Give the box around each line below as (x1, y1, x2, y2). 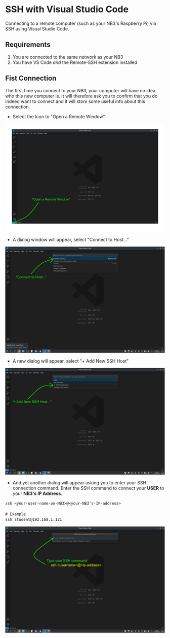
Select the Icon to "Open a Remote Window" (12, 113, 105, 120)
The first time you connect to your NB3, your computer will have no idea (5, 87, 156, 93)
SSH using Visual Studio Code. (5, 25, 69, 31)
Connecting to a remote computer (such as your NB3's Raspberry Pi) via (5, 20, 156, 26)
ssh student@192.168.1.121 (5, 517, 62, 522)
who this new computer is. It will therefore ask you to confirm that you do (5, 93, 158, 99)
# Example (5, 511, 26, 517)
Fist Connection (5, 74, 57, 83)
